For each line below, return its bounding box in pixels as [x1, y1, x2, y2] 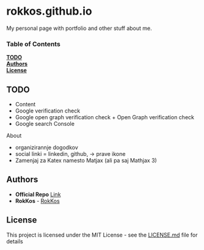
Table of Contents [6, 40, 61, 48]
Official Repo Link [15, 191, 61, 198]
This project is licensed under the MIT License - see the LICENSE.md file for [6, 231, 198, 238]
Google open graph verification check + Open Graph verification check [15, 114, 194, 121]
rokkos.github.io [6, 4, 93, 18]
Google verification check [15, 107, 81, 114]
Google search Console [15, 120, 75, 128]
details [6, 237, 23, 245]
